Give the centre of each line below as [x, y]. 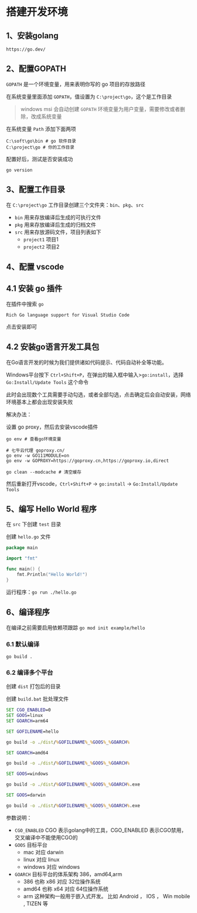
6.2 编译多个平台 [30, 672]
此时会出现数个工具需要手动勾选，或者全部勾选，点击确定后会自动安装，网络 [98, 395]
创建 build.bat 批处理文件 [38, 699]
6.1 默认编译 [23, 644]
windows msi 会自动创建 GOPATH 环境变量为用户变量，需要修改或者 [100, 109]
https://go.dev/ [26, 49]
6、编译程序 [28, 612]
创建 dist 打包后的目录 [33, 686]
